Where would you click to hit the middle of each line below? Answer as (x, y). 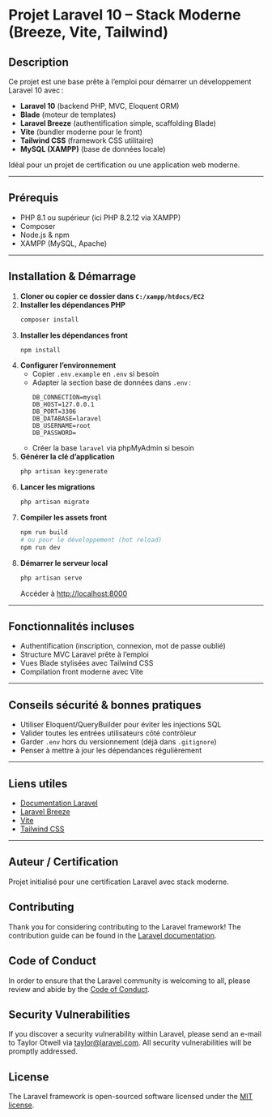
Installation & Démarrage (72, 276)
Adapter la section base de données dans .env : (112, 382)
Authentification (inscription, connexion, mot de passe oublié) (123, 646)
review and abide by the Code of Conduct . (79, 989)
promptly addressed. (43, 1051)
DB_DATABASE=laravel (67, 419)
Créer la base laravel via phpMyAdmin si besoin (113, 448)
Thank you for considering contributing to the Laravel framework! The (125, 926)
